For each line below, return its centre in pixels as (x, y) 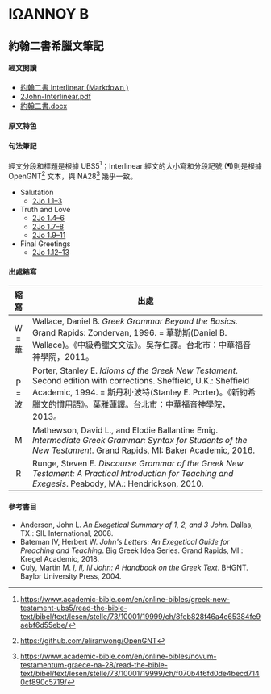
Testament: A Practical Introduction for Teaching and (133, 474)
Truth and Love (45, 209)
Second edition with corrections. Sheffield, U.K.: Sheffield (141, 381)
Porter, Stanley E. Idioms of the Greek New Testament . (135, 370)
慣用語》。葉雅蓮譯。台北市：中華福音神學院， (143, 404)
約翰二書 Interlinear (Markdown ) (74, 87)
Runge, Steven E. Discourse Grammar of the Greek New (138, 463)
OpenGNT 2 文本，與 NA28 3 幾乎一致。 (73, 176)
